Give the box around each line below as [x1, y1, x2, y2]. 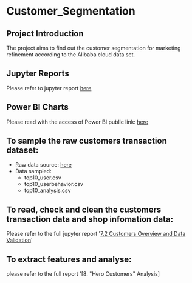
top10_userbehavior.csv [24, 181, 84, 188]
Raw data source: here [15, 161, 72, 168]
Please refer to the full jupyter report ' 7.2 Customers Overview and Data [6, 230, 186, 238]
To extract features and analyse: [6, 254, 132, 264]
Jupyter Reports [6, 68, 70, 79]
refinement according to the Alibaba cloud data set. [6, 51, 135, 58]
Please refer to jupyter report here [6, 84, 92, 92]
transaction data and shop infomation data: [6, 214, 174, 224]
